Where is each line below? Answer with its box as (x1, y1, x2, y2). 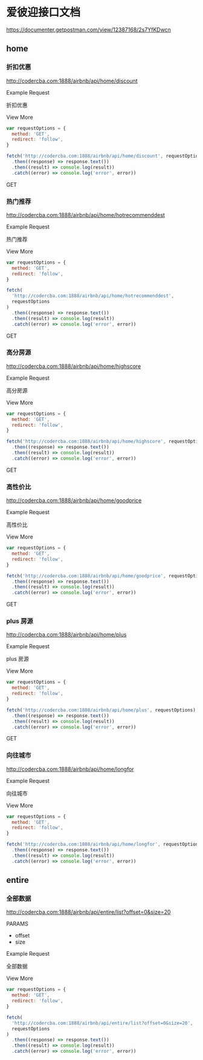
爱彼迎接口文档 (6, 5, 81, 19)
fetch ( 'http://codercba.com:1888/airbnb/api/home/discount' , (6, 153, 164, 159)
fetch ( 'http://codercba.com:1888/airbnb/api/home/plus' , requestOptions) (6, 707, 196, 713)
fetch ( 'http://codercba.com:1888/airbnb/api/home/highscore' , (6, 438, 166, 444)
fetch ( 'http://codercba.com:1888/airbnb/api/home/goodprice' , (6, 572, 166, 579)
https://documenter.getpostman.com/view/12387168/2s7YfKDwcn (6, 25, 171, 33)
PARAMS (6, 920, 28, 928)
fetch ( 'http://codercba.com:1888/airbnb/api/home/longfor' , (6, 841, 161, 848)
